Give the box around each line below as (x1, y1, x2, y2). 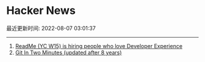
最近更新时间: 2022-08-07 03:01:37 (6, 24, 96, 32)
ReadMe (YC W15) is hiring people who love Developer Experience (15, 42, 183, 49)
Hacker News (6, 4, 76, 18)
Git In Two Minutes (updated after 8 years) (15, 49, 122, 56)
